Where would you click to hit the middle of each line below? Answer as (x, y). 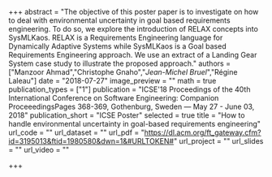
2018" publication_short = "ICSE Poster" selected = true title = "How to (127, 115)
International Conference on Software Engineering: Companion (114, 98)
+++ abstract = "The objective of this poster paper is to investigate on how (134, 12)
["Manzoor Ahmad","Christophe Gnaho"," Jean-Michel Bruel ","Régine (123, 72)
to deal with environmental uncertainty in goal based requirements (119, 20)
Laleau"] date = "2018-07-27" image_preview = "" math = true (112, 81)
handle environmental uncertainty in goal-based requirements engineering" (135, 124)
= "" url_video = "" (39, 150)
